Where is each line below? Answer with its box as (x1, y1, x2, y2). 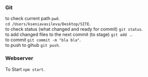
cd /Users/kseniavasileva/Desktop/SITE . (5, 21, 91, 27)
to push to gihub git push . (5, 42, 60, 48)
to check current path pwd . (5, 16, 60, 22)
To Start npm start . (5, 66, 45, 72)
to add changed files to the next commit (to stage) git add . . (5, 32, 133, 38)
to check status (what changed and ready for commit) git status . (5, 26, 143, 32)
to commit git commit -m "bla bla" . (5, 37, 81, 43)
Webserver (5, 55, 33, 62)
